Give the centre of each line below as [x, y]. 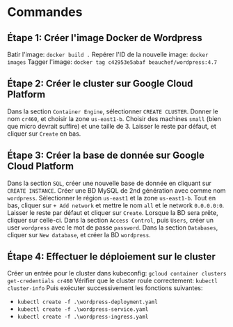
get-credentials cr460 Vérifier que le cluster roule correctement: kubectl [112, 281]
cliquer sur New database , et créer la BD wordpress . [79, 234]
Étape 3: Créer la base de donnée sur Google [106, 155]
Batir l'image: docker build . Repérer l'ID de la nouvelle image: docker [108, 54]
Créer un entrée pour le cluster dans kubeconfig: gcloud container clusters [117, 273]
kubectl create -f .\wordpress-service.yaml [83, 310]
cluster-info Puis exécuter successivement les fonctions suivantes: [105, 288]
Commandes [45, 12]
